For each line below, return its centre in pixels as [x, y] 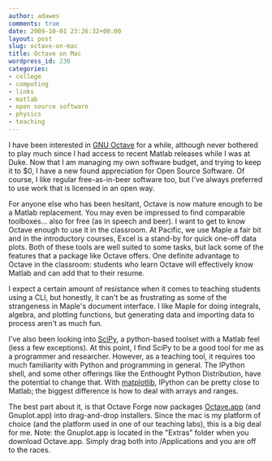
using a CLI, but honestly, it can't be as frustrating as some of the [118, 297]
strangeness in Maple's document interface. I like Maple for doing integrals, [135, 306]
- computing [28, 84]
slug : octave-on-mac [43, 46]
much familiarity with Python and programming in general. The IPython [127, 365]
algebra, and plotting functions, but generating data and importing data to [132, 315]
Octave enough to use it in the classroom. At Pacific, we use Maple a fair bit [135, 229]
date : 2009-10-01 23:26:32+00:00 [65, 31]
